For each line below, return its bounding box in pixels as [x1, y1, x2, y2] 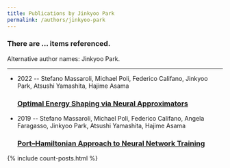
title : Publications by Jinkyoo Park [7, 10, 115, 17]
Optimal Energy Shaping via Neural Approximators [16, 99, 188, 108]
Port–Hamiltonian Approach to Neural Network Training [16, 139, 205, 148]
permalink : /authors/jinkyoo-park [7, 16, 106, 23]
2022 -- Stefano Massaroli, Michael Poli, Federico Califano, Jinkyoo [16, 74, 208, 82]
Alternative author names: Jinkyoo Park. [7, 54, 120, 62]
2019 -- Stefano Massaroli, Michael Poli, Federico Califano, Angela [16, 115, 205, 123]
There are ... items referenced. [7, 39, 111, 49]
